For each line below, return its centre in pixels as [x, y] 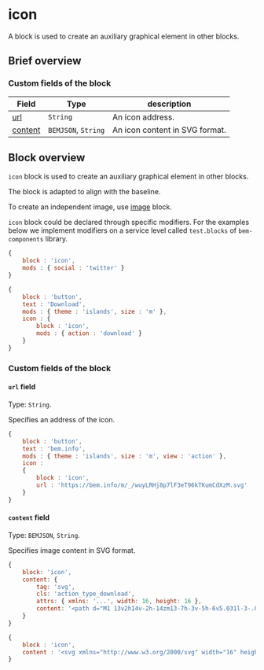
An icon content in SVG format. [169, 130]
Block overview [47, 158]
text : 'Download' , [54, 304]
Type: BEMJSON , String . [44, 535]
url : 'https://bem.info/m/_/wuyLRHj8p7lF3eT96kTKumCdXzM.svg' [142, 485]
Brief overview [45, 61]
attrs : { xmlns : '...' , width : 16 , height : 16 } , [119, 602]
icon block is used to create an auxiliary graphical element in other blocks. [128, 177]
